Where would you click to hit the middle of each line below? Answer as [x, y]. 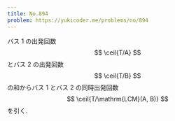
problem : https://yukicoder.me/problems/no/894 [78, 20]
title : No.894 [28, 14]
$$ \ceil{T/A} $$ [118, 52]
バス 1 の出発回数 [32, 41]
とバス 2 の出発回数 [36, 64]
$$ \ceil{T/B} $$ [118, 76]
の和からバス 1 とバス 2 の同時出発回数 [63, 87]
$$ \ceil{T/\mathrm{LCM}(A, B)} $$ [118, 99]
